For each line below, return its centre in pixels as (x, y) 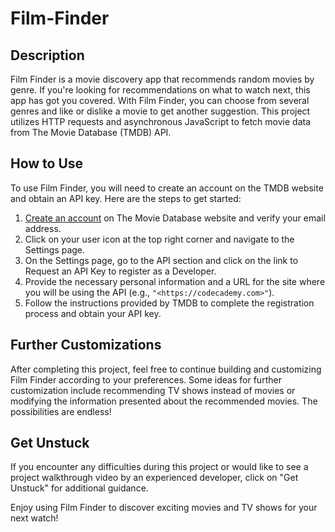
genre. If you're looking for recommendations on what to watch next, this (160, 90)
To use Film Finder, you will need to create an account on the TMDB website (167, 188)
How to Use (47, 163)
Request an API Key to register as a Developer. (120, 271)
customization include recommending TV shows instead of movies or (153, 390)
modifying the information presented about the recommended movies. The (164, 401)
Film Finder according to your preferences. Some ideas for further (146, 379)
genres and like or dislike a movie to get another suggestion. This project (160, 111)
